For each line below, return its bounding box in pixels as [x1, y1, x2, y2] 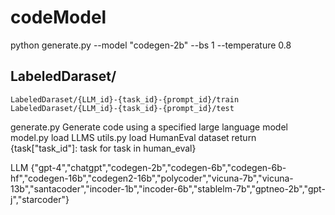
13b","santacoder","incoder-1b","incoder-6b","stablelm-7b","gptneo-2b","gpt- [10, 182, 326, 195]
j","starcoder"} [10, 193, 70, 205]
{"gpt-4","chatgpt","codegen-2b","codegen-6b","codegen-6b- [30, 161, 287, 173]
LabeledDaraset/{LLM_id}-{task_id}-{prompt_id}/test [10, 103, 235, 113]
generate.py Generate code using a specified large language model [10, 121, 288, 133]
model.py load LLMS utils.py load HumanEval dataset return [10, 131, 257, 143]
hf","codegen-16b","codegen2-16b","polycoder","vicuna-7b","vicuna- [10, 172, 294, 184]
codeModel [10, 6, 107, 29]
